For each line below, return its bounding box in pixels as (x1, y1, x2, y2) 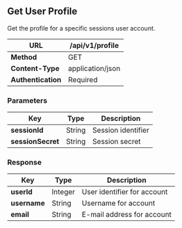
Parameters (7, 95, 47, 105)
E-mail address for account (81, 210, 172, 220)
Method (10, 52, 38, 62)
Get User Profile (7, 6, 78, 17)
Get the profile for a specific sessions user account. (7, 24, 156, 32)
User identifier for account (81, 187, 168, 197)
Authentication (10, 74, 62, 84)
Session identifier (92, 125, 149, 135)
